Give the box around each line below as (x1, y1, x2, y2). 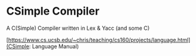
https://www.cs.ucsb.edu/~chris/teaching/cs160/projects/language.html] (8, 36, 191, 43)
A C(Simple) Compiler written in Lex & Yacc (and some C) (6, 24, 150, 32)
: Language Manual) (29, 43, 79, 50)
